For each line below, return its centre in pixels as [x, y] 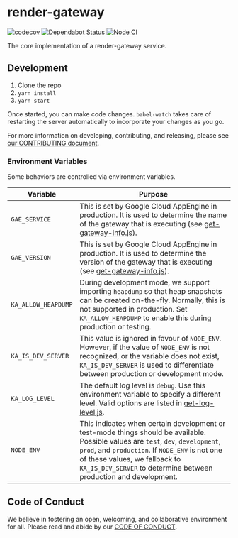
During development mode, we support [145, 282]
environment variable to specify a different [150, 395]
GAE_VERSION [31, 258]
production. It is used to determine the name [153, 215]
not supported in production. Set [134, 309]
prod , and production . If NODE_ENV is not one [151, 450]
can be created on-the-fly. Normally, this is [152, 300]
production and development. [129, 477]
